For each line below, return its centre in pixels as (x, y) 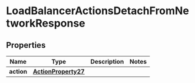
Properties (26, 45)
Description (107, 62)
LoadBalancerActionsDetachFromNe (98, 11)
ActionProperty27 (59, 72)
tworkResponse (46, 23)
